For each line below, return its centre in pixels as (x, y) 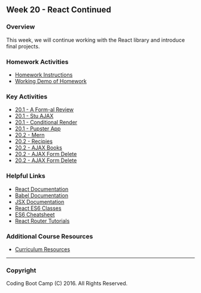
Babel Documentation (42, 195)
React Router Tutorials (42, 221)
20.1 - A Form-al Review (44, 109)
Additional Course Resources (50, 236)
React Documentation (42, 189)
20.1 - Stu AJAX (34, 116)
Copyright (21, 270)
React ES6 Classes (38, 208)
